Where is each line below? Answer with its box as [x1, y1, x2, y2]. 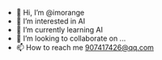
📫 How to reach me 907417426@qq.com [15, 43, 154, 52]
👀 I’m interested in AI [15, 16, 86, 26]
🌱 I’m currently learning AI [15, 25, 104, 34]
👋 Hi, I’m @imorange [15, 8, 85, 17]
